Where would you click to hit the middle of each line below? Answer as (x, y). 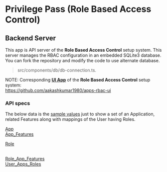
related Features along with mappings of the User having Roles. (70, 119)
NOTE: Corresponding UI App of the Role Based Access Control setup (78, 80)
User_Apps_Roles (23, 164)
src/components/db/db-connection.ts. (57, 70)
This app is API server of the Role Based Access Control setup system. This (83, 50)
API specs (18, 103)
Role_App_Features (25, 159)
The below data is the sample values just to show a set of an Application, (80, 114)
